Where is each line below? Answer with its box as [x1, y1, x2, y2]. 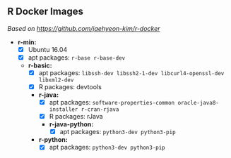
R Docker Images [7, 6, 83, 18]
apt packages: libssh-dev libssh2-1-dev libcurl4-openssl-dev [38, 68, 225, 77]
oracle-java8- [177, 100, 219, 107]
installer [49, 106, 78, 113]
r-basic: [28, 61, 52, 70]
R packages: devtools [38, 83, 102, 91]
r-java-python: [49, 120, 94, 129]
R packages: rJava [49, 112, 104, 121]
